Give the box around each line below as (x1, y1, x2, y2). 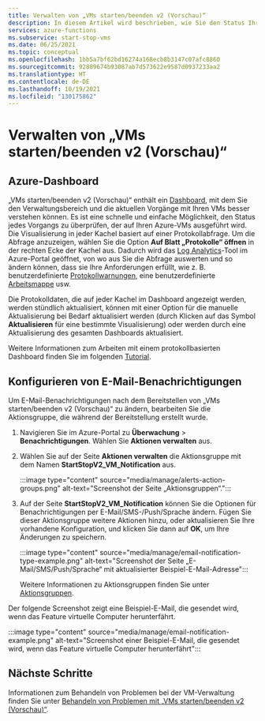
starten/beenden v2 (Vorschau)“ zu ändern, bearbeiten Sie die (8, 404, 211, 414)
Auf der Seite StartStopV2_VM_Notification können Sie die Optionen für (19, 499, 256, 509)
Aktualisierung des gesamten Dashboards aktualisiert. (8, 329, 184, 338)
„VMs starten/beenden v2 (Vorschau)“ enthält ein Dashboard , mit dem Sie (8, 195, 248, 205)
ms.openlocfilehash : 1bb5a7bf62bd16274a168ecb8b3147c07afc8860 (8, 56, 221, 64)
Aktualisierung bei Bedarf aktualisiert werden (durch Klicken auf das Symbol (8, 311, 256, 321)
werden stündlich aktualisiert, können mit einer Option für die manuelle (8, 303, 238, 313)
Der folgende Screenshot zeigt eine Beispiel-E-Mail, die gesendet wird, (8, 603, 239, 613)
